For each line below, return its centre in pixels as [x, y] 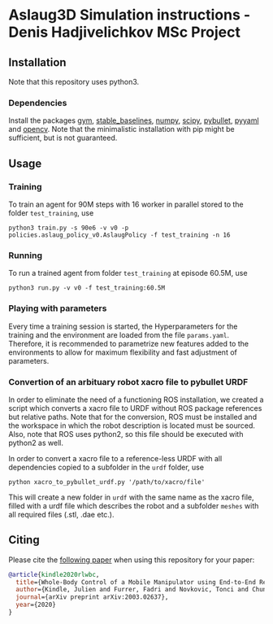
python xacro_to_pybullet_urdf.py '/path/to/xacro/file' [107, 482]
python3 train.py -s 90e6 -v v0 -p [69, 228]
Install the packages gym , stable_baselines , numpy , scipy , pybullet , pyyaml [134, 120]
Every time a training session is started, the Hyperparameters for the [123, 326]
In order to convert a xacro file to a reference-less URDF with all [115, 458]
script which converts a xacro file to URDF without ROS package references [135, 408]
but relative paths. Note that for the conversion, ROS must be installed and [133, 417]
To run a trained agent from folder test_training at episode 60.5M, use [128, 273]
